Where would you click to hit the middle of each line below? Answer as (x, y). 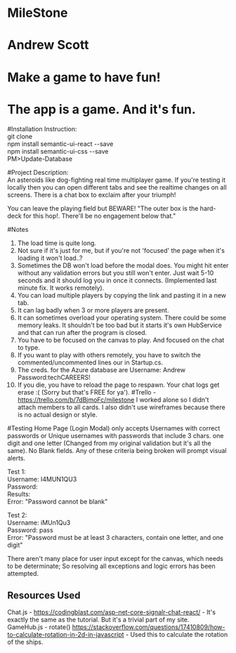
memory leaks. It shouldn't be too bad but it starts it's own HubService (120, 325)
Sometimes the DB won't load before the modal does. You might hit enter (123, 265)
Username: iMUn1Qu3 (39, 522)
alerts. (17, 458)
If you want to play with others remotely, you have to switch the (109, 355)
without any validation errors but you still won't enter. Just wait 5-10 (116, 272)
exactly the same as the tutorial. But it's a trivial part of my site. (98, 620)
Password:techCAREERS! (54, 377)
